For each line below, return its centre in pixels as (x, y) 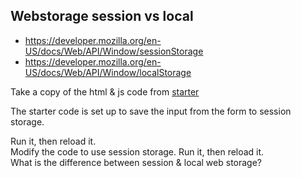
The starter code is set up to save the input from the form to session (151, 111)
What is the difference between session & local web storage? (136, 162)
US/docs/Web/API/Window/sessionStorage (114, 51)
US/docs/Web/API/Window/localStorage (108, 72)
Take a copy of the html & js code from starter (105, 91)
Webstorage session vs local (102, 16)
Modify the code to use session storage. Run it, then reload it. (137, 151)
